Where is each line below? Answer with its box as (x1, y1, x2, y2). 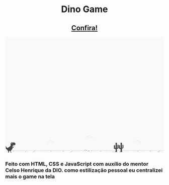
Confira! (71, 24, 98, 32)
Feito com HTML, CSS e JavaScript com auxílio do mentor (5, 160, 149, 167)
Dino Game (61, 4, 108, 15)
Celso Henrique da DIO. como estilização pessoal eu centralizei (5, 167, 163, 174)
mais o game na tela (5, 173, 55, 180)
